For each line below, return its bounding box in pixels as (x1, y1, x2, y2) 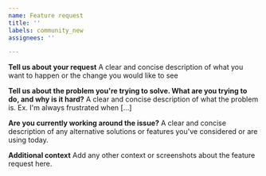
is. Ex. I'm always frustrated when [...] (8, 103, 132, 113)
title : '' (8, 19, 41, 27)
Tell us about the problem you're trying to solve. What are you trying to (8, 86, 248, 96)
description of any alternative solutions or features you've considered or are (8, 127, 258, 136)
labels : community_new (8, 26, 84, 34)
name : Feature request (8, 11, 84, 20)
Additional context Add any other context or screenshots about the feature (8, 151, 256, 160)
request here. (8, 159, 53, 169)
